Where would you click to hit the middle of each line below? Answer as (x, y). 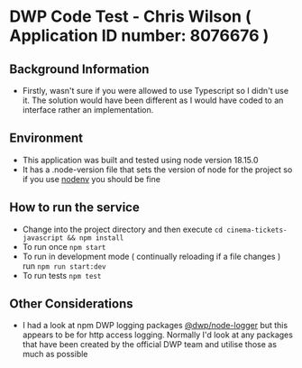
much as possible (55, 354)
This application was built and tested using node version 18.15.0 (140, 160)
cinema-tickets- (257, 230)
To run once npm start (64, 246)
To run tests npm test (62, 275)
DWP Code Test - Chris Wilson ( (130, 17)
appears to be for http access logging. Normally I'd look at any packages (157, 335)
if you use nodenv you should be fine (91, 179)
